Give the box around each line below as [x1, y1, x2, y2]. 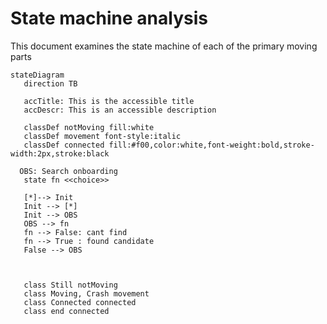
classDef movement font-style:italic [23, 131, 182, 141]
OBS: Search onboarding [19, 166, 118, 176]
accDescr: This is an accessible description [23, 105, 217, 115]
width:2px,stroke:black [10, 148, 110, 159]
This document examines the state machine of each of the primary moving [10, 40, 318, 52]
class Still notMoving [23, 280, 118, 290]
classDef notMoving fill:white [23, 122, 155, 132]
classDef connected [23, 140, 105, 150]
